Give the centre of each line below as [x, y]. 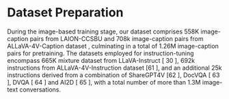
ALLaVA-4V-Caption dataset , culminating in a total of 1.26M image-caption [113, 46]
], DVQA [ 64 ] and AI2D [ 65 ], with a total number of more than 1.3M [104, 82]
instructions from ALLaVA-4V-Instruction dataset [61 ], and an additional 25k [114, 68]
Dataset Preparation [65, 13]
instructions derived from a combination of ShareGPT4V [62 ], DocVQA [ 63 [113, 75]
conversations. [40, 89]
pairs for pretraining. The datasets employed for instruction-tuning [100, 53]
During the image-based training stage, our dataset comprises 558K [103, 31]
